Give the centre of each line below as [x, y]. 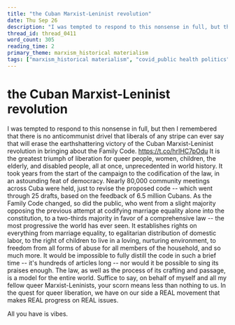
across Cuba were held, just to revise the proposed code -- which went [110, 188]
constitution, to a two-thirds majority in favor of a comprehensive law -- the [116, 218]
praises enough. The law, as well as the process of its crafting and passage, [116, 270]
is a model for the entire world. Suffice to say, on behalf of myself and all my [117, 277]
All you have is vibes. [38, 314]
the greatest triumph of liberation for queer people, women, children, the [112, 158]
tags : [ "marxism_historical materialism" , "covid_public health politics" [119, 60]
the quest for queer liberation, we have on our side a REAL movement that [114, 293]
